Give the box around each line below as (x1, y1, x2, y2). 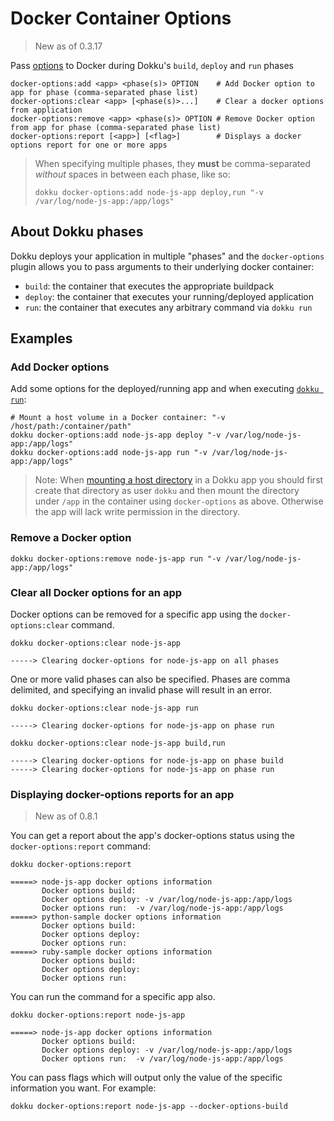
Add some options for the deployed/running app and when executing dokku (10, 383, 320, 395)
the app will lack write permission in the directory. (34, 506, 240, 518)
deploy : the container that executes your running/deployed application (24, 290, 315, 302)
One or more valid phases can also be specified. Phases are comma (10, 673, 291, 686)
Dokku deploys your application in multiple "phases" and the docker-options (10, 250, 325, 262)
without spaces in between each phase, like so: (34, 168, 231, 180)
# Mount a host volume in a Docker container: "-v (10, 413, 226, 423)
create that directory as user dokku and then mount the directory (34, 485, 300, 497)
